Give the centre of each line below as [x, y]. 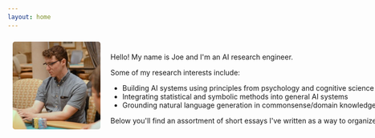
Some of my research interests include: [175, 73]
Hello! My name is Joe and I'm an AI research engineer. [202, 57]
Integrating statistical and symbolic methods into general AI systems [235, 97]
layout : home [29, 17]
